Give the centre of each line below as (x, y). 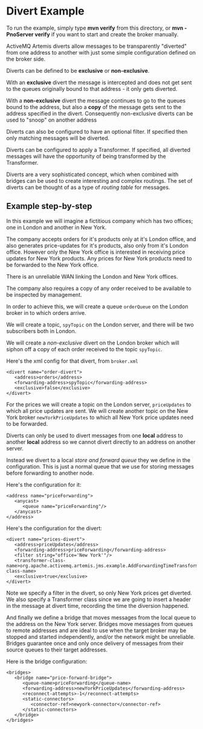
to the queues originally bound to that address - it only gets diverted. (92, 88)
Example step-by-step (49, 206)
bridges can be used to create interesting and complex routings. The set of (100, 180)
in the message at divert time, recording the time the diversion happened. (98, 605)
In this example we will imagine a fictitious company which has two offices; (100, 221)
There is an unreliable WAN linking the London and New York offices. (92, 276)
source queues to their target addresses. (57, 650)
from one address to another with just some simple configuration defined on (101, 52)
